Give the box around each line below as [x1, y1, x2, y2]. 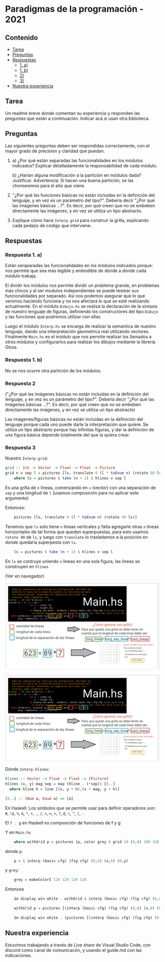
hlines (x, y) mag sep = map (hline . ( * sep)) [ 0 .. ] [5, 782, 115, 787]
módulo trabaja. [5, 273, 37, 279]
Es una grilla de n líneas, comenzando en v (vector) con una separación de [5, 485, 156, 491]
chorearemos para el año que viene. [12, 183, 86, 189]
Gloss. [5, 344, 18, 350]
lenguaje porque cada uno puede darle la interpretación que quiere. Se [5, 421, 149, 427]
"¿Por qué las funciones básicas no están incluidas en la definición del [12, 192, 155, 198]
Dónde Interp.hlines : [5, 766, 50, 772]
